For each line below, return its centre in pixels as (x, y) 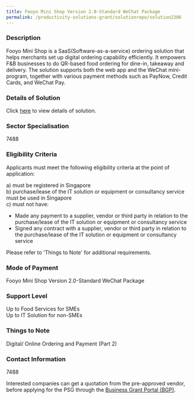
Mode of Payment (32, 268)
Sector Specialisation (38, 126)
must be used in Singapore (39, 198)
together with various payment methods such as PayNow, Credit (108, 76)
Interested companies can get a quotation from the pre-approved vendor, (96, 383)
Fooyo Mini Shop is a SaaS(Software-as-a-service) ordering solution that (95, 50)
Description (23, 38)
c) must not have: (28, 204)
